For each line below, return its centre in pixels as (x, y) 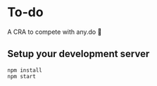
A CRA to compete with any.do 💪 (55, 32)
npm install (25, 70)
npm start (22, 76)
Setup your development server (78, 54)
